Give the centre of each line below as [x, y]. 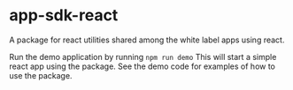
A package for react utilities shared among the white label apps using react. [147, 40]
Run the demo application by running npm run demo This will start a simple [143, 56]
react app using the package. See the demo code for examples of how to [143, 66]
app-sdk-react [64, 15]
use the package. [41, 75]
